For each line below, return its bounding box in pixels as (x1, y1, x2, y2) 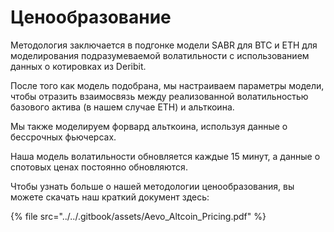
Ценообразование (10, 6, 172, 29)
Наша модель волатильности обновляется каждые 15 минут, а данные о (10, 150, 321, 162)
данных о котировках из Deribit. (10, 60, 147, 72)
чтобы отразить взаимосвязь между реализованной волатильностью (10, 90, 309, 102)
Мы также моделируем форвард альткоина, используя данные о (10, 120, 288, 132)
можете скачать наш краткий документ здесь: (10, 191, 210, 203)
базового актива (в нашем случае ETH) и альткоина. (10, 101, 235, 113)
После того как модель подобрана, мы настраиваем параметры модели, (10, 79, 325, 91)
